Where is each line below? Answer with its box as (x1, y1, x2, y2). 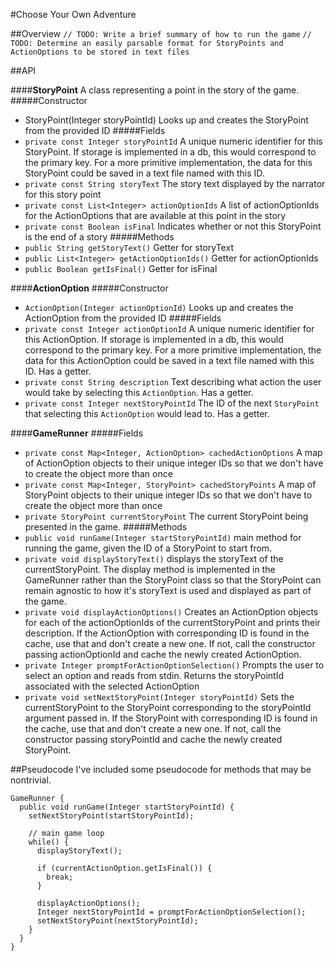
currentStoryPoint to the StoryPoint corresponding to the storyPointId (24, 702, 312, 713)
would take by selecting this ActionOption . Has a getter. (24, 387, 254, 398)
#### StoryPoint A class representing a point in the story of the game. (10, 84, 300, 96)
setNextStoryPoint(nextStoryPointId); (36, 916, 199, 926)
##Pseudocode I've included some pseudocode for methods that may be (10, 764, 312, 775)
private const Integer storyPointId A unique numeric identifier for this (24, 135, 323, 147)
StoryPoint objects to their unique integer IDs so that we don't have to (24, 489, 313, 501)
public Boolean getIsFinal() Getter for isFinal (24, 263, 218, 274)
